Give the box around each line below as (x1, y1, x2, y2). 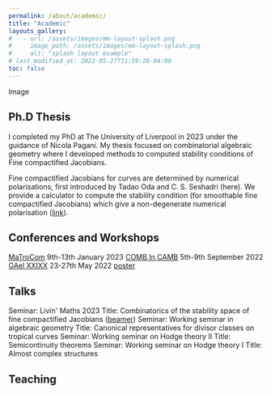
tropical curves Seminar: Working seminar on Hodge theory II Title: (8, 332, 231, 341)
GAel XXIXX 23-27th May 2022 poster (8, 261, 136, 271)
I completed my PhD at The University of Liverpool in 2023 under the (8, 131, 239, 142)
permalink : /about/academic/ (8, 11, 107, 20)
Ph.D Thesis (8, 110, 71, 124)
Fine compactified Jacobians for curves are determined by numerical (8, 173, 239, 183)
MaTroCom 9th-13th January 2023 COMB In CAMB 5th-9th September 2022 (8, 252, 264, 262)
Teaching (8, 372, 57, 386)
